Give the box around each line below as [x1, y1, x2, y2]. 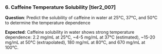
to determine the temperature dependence [5, 20, 91, 26]
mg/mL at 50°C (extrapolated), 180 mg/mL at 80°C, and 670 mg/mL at [5, 40, 145, 45]
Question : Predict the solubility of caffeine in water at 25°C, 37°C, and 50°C [5, 15, 158, 21]
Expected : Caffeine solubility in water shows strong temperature [5, 29, 135, 35]
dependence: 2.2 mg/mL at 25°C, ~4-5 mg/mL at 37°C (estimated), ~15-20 [5, 34, 156, 40]
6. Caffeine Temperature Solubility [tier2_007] [5, 4, 116, 11]
